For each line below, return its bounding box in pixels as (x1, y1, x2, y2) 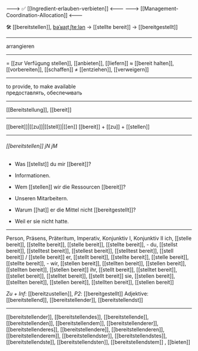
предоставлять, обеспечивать (6, 89, 82, 96)
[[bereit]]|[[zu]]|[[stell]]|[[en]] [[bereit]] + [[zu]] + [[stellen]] (6, 123, 150, 130)
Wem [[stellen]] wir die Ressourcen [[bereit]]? (14, 183, 126, 191)
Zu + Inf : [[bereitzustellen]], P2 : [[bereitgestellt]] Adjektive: (6, 290, 149, 297)
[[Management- (140, 5, 179, 12)
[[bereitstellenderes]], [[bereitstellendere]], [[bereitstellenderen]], (6, 326, 165, 333)
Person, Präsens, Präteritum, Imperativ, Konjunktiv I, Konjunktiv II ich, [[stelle (6, 235, 192, 242)
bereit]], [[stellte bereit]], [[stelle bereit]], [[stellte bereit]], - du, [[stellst (6, 241, 178, 248)
